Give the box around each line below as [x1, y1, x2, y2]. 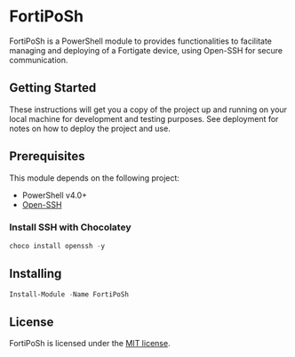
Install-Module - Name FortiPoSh [9, 289, 129, 299]
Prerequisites [9, 149, 85, 164]
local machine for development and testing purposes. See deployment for [9, 113, 279, 124]
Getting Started [9, 80, 97, 95]
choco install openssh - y [9, 241, 105, 250]
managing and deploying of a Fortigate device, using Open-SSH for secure [9, 45, 283, 55]
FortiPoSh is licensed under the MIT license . [9, 338, 171, 349]
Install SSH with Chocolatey [9, 221, 132, 233]
